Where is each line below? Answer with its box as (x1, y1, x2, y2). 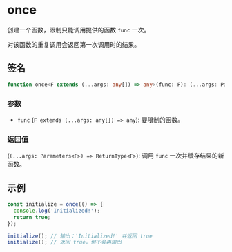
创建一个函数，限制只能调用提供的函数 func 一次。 (7, 25, 151, 34)
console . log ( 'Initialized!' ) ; (13, 207, 100, 214)
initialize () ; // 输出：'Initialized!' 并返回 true (7, 233, 153, 240)
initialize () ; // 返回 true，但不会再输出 (7, 239, 122, 246)
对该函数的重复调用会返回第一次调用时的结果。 (7, 40, 140, 48)
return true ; (13, 213, 51, 220)
